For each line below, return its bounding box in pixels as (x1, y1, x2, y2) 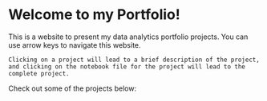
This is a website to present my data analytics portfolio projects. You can (8, 32, 249, 41)
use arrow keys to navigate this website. (8, 40, 142, 49)
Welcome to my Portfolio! (8, 6, 180, 24)
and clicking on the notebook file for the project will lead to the (8, 62, 246, 71)
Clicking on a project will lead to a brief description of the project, (8, 56, 261, 64)
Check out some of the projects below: (8, 84, 137, 93)
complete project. (8, 69, 70, 77)
